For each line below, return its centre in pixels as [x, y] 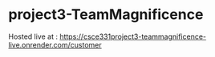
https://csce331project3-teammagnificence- [133, 36]
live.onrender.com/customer [55, 44]
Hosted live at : [33, 36]
